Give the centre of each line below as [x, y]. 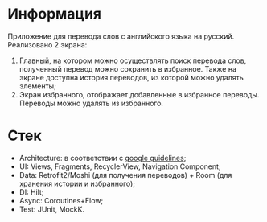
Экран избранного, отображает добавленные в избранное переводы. [139, 94]
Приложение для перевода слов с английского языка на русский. [121, 36]
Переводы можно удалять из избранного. [91, 103]
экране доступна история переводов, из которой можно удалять [131, 77]
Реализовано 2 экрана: [47, 44]
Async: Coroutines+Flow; [61, 200]
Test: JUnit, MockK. [52, 209]
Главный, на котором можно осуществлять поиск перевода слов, [133, 60]
